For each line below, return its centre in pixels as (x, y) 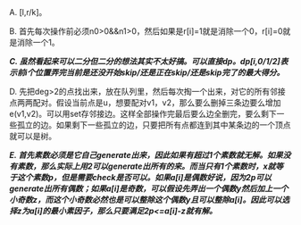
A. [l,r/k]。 (28, 12)
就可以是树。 (33, 136)
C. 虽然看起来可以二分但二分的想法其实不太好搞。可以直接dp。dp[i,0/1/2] (145, 61)
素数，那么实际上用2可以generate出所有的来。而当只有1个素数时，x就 (146, 166)
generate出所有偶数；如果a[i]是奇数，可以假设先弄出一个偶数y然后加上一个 (149, 188)
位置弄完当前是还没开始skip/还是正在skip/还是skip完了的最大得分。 (159, 72)
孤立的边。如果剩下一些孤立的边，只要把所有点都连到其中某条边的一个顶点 (154, 125)
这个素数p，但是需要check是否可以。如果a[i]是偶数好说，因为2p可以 (144, 177)
